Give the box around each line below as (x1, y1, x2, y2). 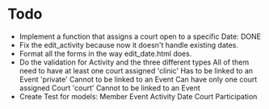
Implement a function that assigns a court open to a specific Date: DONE (19, 31, 262, 41)
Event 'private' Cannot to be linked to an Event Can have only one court (19, 74, 258, 84)
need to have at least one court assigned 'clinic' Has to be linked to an (19, 65, 254, 75)
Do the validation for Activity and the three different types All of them (19, 57, 250, 67)
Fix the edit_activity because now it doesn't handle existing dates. (19, 40, 239, 49)
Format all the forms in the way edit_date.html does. (19, 48, 192, 58)
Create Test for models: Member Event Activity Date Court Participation (19, 91, 258, 101)
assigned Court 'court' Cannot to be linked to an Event (19, 82, 201, 93)
